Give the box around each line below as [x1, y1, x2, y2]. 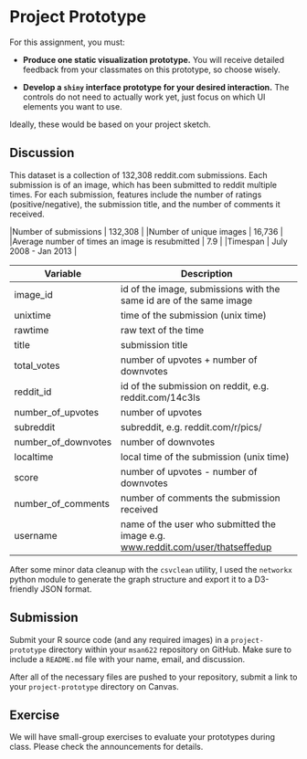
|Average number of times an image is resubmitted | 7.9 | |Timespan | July [9, 236, 288, 247]
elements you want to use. [22, 100, 122, 111]
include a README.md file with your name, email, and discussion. [9, 653, 246, 664]
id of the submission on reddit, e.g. [120, 379, 270, 392]
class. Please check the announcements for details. [9, 742, 204, 753]
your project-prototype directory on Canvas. [9, 680, 180, 691]
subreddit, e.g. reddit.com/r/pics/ [120, 420, 262, 433]
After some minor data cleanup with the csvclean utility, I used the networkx [9, 564, 292, 575]
